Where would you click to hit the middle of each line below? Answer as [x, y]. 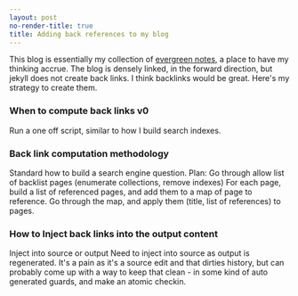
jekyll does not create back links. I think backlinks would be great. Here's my [149, 78]
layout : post [33, 17]
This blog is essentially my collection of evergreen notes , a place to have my [149, 60]
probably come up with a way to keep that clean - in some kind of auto [139, 272]
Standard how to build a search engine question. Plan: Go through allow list [147, 173]
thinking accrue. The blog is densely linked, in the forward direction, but [141, 69]
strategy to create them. [53, 88]
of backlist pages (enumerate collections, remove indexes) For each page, [145, 182]
